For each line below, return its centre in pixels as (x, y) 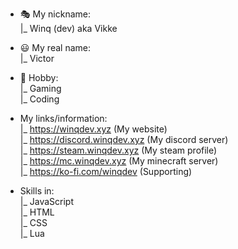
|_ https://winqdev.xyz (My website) (93, 129)
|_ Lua (32, 233)
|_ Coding (39, 99)
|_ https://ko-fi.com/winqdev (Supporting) (106, 171)
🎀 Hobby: (39, 77)
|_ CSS (33, 222)
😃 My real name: (55, 47)
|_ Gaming (40, 88)
